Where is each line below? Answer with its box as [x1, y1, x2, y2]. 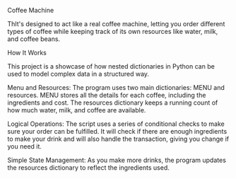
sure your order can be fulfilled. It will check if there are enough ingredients [7, 127, 228, 135]
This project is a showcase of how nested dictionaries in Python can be [7, 62, 216, 70]
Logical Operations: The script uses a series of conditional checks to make [7, 120, 225, 128]
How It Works [7, 49, 47, 57]
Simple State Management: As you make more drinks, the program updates [7, 156, 226, 164]
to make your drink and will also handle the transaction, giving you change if [7, 134, 230, 143]
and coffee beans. [7, 35, 61, 43]
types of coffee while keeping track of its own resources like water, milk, [7, 28, 218, 35]
